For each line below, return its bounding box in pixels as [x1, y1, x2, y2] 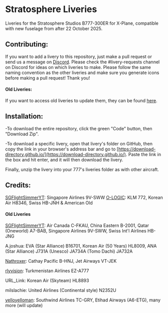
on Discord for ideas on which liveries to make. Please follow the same [5, 64, 151, 70]
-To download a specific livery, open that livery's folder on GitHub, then [5, 140, 153, 146]
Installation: [5, 112, 44, 121]
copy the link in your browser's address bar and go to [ [5, 146, 119, 152]
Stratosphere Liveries [5, 4, 97, 15]
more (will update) [5, 302, 43, 308]
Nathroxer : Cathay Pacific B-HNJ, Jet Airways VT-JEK [5, 258, 117, 264]
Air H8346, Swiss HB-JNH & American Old [5, 200, 93, 206]
